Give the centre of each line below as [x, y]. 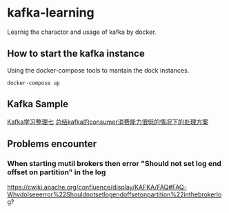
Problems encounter [52, 143]
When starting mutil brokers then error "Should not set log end [114, 163]
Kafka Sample [38, 104]
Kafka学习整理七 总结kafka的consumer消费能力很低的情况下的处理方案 [108, 122]
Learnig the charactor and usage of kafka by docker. [82, 32]
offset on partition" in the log [57, 172]
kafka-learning [51, 13]
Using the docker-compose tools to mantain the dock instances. [98, 70]
